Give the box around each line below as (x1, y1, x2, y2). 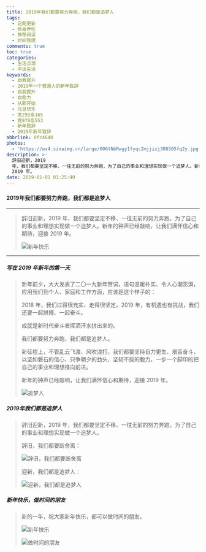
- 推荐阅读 (12, 32, 36, 38)
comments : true (6, 44, 45, 50)
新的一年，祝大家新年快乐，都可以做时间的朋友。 (21, 513, 145, 520)
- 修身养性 (12, 26, 36, 33)
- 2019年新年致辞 (12, 129, 51, 135)
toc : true (6, 49, 32, 55)
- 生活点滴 (12, 60, 36, 66)
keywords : (6, 72, 32, 78)
